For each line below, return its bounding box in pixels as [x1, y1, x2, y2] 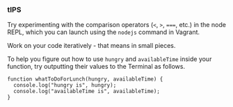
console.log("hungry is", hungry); [13, 82, 117, 89]
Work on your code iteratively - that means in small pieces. [7, 42, 176, 50]
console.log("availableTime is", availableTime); [13, 88, 160, 95]
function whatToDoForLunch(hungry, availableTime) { [7, 76, 163, 83]
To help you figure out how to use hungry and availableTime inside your [7, 55, 212, 63]
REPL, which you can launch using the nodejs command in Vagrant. [7, 28, 200, 36]
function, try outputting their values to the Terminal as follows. [7, 63, 186, 71]
